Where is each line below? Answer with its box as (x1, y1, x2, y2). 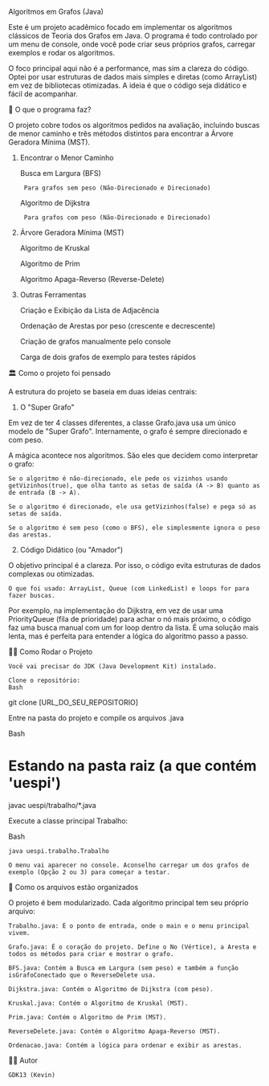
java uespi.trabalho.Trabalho (8, 847, 110, 855)
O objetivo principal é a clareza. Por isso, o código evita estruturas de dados (8, 561, 261, 570)
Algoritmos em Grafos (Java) (8, 7, 104, 16)
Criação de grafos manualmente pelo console (19, 337, 171, 346)
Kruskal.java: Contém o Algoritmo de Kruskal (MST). (8, 999, 189, 1007)
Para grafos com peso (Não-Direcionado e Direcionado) (23, 214, 211, 222)
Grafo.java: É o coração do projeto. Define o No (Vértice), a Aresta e (8, 943, 257, 951)
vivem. (8, 929, 31, 937)
